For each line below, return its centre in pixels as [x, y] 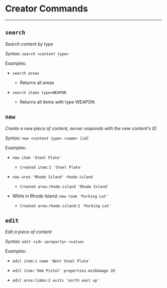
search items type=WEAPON [39, 93]
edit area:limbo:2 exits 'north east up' [56, 281]
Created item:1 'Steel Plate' [51, 167]
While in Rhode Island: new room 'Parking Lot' [60, 196]
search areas [26, 73]
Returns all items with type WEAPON [57, 102]
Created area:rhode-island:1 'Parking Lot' [66, 206]
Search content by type [29, 44]
